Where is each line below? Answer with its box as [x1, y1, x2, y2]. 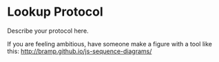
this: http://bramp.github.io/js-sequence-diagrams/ [7, 47, 152, 55]
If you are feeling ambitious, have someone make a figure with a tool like [7, 40, 212, 48]
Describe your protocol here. [7, 27, 89, 35]
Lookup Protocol [7, 4, 103, 20]
